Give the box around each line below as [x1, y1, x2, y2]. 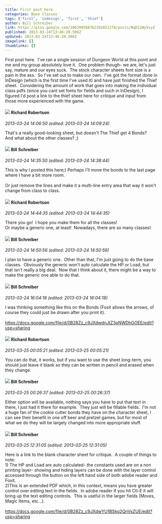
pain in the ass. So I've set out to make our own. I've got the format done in [5, 72, 158, 78]
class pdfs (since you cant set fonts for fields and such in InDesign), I [5, 87, 144, 93]
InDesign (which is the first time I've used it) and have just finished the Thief [5, 77, 157, 83]
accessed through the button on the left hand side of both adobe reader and [5, 472, 158, 478]
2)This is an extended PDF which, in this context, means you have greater [5, 483, 153, 489]
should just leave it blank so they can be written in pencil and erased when [5, 362, 154, 367]
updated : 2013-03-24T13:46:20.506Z [5, 35, 77, 39]
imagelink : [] [5, 39, 34, 44]
